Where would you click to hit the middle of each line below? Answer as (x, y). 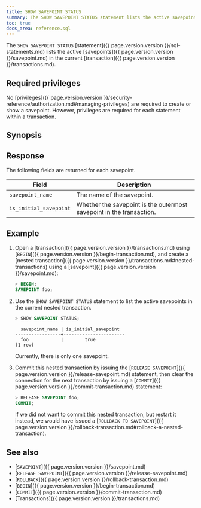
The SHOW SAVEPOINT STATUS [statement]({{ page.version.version (85, 45)
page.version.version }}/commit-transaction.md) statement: (88, 387)
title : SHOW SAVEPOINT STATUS (44, 12)
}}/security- (118, 98)
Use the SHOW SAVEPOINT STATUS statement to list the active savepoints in (103, 301)
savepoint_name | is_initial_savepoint (70, 329)
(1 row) (24, 345)
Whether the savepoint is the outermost (132, 205)
